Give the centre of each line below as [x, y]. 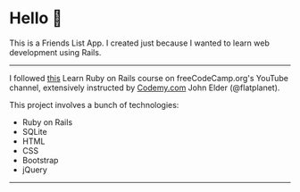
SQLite [34, 131]
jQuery [34, 170]
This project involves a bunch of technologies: [94, 104]
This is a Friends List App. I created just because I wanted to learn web [139, 43]
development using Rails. [55, 52]
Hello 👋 [36, 18]
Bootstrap [40, 160]
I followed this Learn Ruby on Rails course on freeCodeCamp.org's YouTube [149, 78]
